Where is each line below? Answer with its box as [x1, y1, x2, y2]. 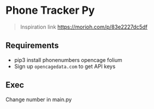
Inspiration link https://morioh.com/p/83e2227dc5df [20, 23, 148, 30]
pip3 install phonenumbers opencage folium [14, 56, 122, 63]
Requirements [5, 41, 59, 51]
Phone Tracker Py [5, 4, 95, 17]
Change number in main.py [5, 96, 72, 103]
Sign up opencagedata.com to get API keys [14, 63, 116, 70]
